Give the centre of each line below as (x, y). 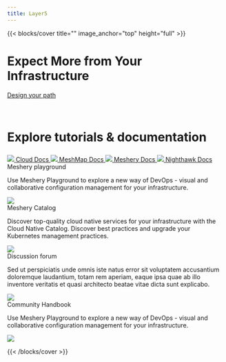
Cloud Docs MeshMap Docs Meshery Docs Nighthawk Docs (114, 159)
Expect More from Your (75, 61)
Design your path (32, 95)
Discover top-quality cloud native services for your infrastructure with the (112, 221)
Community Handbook (39, 304)
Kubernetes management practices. (58, 236)
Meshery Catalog (32, 207)
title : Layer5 (28, 13)
